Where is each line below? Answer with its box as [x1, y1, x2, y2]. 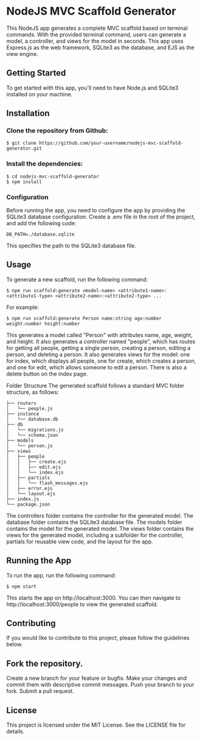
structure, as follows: [6, 388, 59, 396]
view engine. [6, 50, 38, 57]
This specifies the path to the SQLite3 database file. [6, 242, 137, 250]
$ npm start [6, 583, 37, 590]
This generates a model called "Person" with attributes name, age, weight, [6, 331, 193, 338]
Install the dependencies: [6, 159, 83, 168]
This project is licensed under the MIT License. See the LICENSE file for [6, 721, 186, 728]
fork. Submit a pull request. [6, 688, 74, 695]
